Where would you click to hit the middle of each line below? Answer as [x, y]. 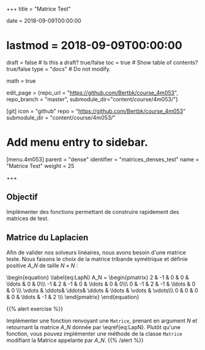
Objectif [22, 197]
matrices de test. [28, 218]
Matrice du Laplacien [47, 238]
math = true [21, 81]
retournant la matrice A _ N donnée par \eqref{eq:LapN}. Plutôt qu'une [93, 327]
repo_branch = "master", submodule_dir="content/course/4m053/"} [92, 99]
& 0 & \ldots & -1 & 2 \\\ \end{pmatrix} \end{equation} [73, 297]
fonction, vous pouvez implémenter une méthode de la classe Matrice [94, 333]
